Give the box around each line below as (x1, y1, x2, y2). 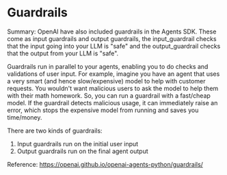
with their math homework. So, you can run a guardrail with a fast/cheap (7, 91, 211, 100)
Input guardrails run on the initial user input (16, 139, 139, 148)
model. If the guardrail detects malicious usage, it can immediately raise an (7, 98, 218, 107)
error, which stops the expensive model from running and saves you (7, 106, 199, 114)
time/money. (7, 113, 42, 121)
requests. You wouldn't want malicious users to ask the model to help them (7, 84, 219, 92)
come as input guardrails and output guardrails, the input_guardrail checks (7, 34, 217, 42)
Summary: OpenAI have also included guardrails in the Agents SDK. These (7, 27, 217, 36)
